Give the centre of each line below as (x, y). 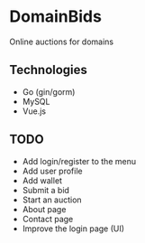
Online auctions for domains (62, 42)
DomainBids (55, 17)
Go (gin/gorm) (49, 91)
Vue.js (34, 111)
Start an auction (52, 200)
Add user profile (52, 171)
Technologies (49, 70)
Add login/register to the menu (79, 161)
